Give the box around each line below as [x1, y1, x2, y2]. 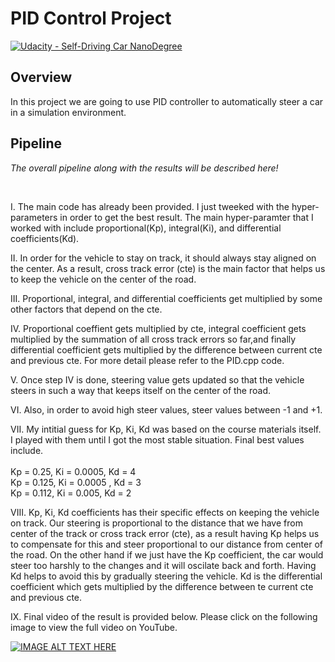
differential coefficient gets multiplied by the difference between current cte [10, 343, 323, 356]
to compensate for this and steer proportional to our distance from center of [10, 538, 324, 550]
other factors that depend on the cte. [10, 303, 163, 315]
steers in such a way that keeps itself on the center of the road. [10, 384, 271, 396]
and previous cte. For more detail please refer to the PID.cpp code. [10, 354, 285, 366]
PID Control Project [10, 7, 172, 30]
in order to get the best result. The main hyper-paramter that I [59, 211, 314, 223]
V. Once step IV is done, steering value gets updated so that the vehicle [10, 373, 305, 386]
